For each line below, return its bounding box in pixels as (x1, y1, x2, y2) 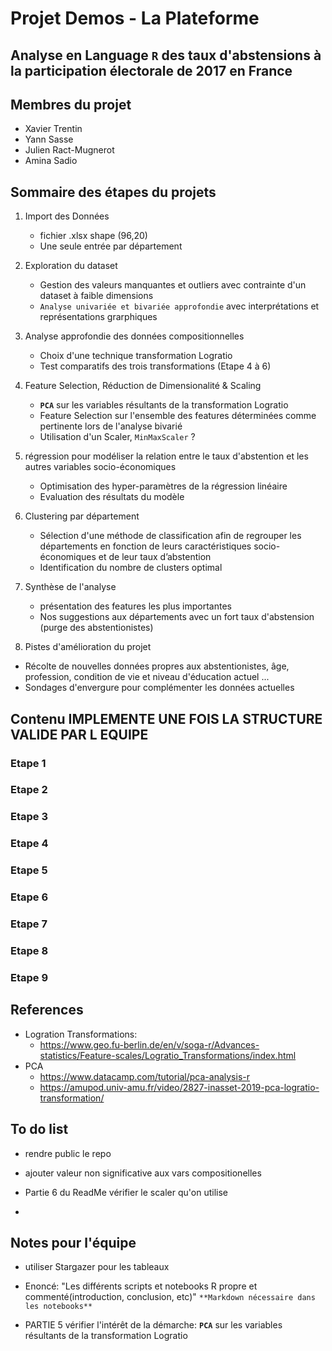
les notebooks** (24, 1302, 93, 1312)
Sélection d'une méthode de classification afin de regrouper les (39, 530, 302, 542)
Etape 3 (10, 810, 48, 824)
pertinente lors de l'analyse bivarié (39, 420, 183, 432)
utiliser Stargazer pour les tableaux (24, 1261, 170, 1273)
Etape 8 (10, 943, 49, 957)
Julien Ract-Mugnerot (24, 144, 115, 156)
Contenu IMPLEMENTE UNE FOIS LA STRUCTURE (10, 710, 323, 727)
